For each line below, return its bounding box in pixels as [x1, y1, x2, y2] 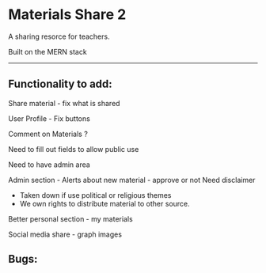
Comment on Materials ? [8, 129, 89, 138]
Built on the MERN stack [8, 47, 87, 56]
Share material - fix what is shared [8, 98, 120, 108]
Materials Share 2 [8, 6, 127, 24]
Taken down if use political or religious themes [19, 190, 172, 199]
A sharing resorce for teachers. [8, 32, 110, 41]
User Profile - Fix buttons [8, 113, 91, 123]
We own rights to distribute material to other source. [19, 199, 190, 208]
